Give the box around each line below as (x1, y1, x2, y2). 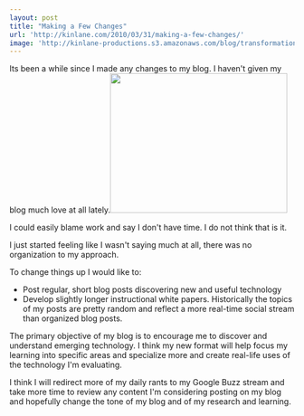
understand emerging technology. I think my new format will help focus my (9, 340, 288, 351)
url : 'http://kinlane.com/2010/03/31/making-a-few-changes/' (9, 30, 245, 39)
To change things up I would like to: (9, 267, 142, 278)
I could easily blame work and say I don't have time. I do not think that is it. (9, 222, 288, 233)
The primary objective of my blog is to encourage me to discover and (9, 331, 268, 342)
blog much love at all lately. (9, 204, 111, 215)
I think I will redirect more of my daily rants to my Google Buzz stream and (9, 377, 285, 388)
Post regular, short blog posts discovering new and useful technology (22, 284, 282, 295)
